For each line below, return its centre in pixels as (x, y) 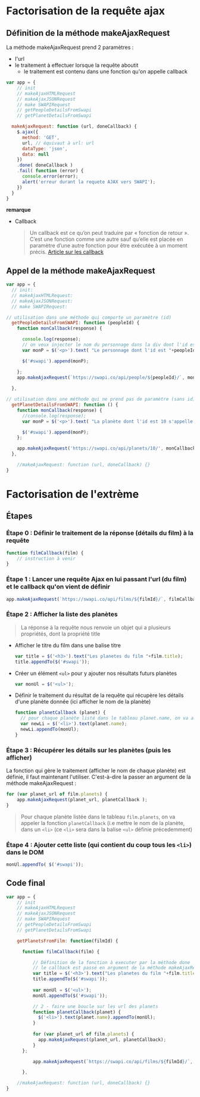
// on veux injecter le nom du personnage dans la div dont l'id (104, 345)
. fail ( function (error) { (50, 171)
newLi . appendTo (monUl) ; (50, 729)
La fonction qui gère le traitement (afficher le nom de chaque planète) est (96, 771)
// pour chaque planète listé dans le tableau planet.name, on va (104, 718)
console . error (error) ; (50, 176)
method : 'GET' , (41, 137)
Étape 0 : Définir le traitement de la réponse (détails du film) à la (100, 533)
